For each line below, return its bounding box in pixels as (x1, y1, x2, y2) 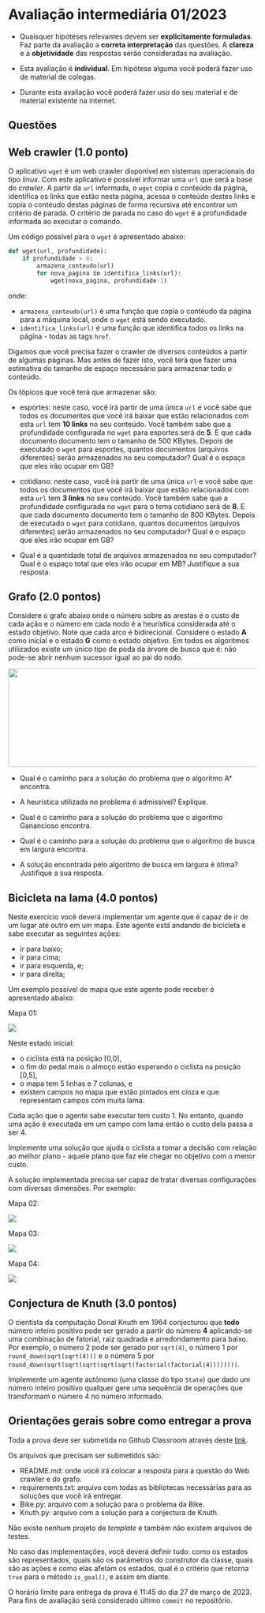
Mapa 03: (8, 1229, 39, 1238)
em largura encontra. (19, 844, 88, 854)
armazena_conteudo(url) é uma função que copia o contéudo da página (19, 306, 252, 316)
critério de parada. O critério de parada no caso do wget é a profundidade (8, 208, 247, 218)
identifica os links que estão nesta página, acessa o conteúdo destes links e (8, 192, 256, 201)
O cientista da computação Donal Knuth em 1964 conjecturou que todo (8, 1317, 240, 1327)
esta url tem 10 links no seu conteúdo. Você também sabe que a (19, 419, 231, 429)
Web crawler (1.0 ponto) (8, 145, 129, 159)
